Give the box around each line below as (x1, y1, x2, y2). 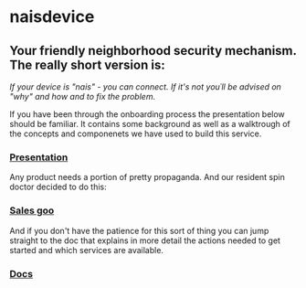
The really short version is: (9, 57, 166, 72)
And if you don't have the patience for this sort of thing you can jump (9, 225, 269, 236)
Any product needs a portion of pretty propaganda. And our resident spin (9, 172, 285, 183)
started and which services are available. (9, 244, 164, 255)
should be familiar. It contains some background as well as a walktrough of (9, 119, 290, 129)
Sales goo (9, 204, 55, 217)
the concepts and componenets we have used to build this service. (9, 128, 262, 139)
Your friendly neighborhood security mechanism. (9, 43, 297, 59)
